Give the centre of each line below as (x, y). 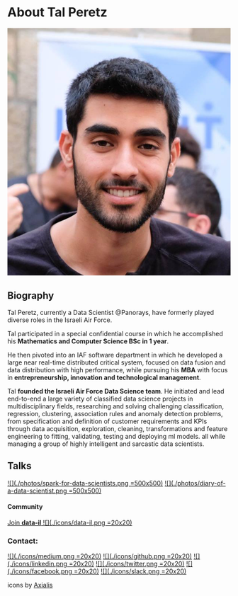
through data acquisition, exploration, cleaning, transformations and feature (118, 429)
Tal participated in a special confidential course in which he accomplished (115, 334)
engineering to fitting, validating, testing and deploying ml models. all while (117, 436)
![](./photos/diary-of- (195, 483)
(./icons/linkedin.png (37, 564)
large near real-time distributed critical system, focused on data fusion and (117, 362)
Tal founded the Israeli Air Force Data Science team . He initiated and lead (116, 391)
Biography (31, 296)
